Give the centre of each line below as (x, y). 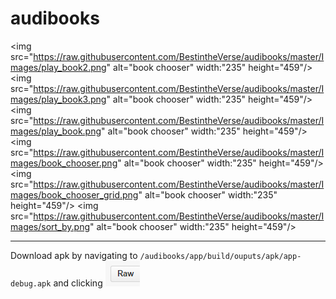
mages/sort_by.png (50, 226)
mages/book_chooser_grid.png (74, 194)
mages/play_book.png (56, 131)
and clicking (78, 283)
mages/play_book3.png (58, 99)
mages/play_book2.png (58, 67)
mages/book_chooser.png (64, 163)
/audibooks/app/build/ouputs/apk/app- (220, 256)
